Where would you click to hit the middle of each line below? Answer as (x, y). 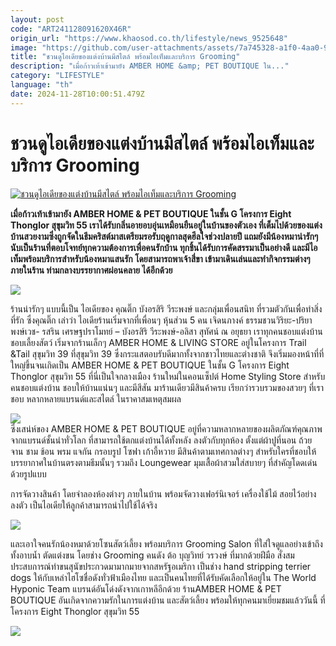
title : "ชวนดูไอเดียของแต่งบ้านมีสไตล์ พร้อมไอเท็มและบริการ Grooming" (125, 57)
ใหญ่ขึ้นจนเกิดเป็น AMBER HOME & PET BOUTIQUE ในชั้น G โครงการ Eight (150, 365)
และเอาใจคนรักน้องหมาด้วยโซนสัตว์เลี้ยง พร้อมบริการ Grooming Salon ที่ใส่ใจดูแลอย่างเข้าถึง (166, 543)
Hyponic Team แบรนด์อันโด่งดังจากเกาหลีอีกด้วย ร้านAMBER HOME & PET (146, 588)
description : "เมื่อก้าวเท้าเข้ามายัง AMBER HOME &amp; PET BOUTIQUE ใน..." (150, 66)
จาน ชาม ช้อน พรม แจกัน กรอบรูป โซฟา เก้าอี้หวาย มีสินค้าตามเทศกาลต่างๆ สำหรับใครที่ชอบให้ (163, 451)
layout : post (37, 19)
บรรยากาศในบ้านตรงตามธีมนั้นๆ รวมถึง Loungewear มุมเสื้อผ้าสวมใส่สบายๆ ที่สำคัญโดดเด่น (164, 462)
